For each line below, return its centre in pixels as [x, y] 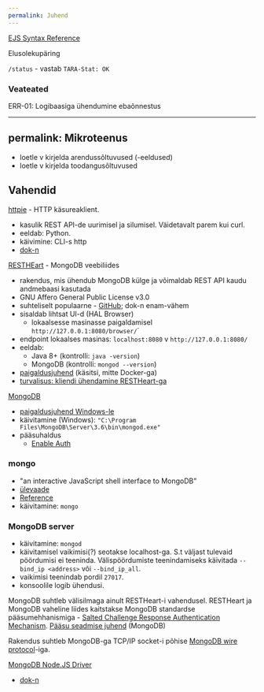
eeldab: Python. [45, 233]
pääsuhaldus [40, 435]
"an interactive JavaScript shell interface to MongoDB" [108, 481]
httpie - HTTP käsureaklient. [54, 209]
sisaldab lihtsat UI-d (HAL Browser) [77, 314]
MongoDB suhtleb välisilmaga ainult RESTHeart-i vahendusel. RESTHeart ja [130, 601]
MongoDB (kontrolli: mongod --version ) [94, 364]
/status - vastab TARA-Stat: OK [59, 69]
